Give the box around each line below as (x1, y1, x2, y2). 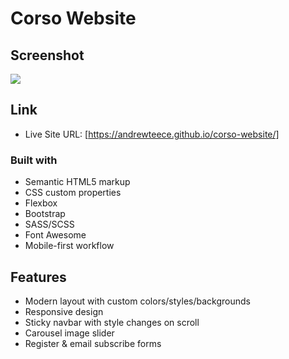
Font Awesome (24, 229, 87, 241)
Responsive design (24, 305, 104, 317)
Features (10, 268, 67, 286)
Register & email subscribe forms (24, 337, 162, 349)
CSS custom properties (24, 187, 122, 199)
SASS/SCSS (24, 218, 75, 231)
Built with (10, 153, 58, 167)
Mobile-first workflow (24, 240, 115, 252)
